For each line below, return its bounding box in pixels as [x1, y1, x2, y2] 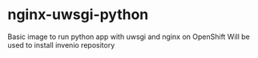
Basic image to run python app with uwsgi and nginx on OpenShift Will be [7, 32, 250, 41]
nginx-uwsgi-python [7, 6, 149, 24]
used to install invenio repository [7, 40, 115, 49]
